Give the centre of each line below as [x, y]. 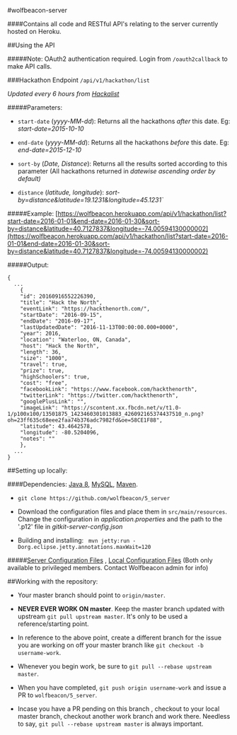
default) [29, 179]
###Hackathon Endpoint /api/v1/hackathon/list [79, 80]
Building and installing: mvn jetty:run [74, 540]
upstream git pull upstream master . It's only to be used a [103, 616]
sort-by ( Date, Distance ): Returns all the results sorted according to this [122, 163]
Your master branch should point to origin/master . [91, 595]
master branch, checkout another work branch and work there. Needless [124, 716]
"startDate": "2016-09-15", [61, 315]
